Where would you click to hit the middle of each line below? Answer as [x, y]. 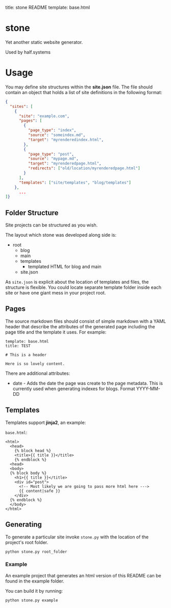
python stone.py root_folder [36, 552]
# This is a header [26, 355]
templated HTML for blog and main [65, 267]
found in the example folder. [35, 581]
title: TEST [18, 346]
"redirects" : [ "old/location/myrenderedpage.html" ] [84, 168]
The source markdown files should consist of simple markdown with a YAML [86, 321]
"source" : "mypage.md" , [53, 159]
